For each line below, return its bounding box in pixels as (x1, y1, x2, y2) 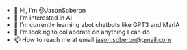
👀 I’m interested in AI (13, 14, 73, 22)
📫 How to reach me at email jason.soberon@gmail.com (13, 36, 171, 43)
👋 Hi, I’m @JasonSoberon (13, 7, 86, 14)
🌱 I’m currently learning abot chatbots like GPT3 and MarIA (13, 21, 180, 28)
